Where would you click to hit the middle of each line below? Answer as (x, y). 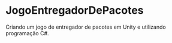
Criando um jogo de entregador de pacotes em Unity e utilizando (86, 27)
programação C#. (27, 33)
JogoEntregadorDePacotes (75, 10)
